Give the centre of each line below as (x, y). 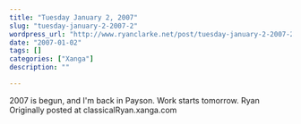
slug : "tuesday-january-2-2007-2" (74, 26)
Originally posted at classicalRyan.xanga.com (93, 110)
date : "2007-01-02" (46, 42)
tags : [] (26, 51)
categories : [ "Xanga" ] (52, 59)
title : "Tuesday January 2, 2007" (74, 17)
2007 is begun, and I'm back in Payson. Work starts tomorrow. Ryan (134, 100)
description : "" (39, 68)
